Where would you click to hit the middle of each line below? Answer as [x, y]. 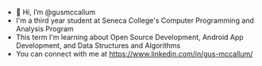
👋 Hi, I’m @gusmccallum [56, 12]
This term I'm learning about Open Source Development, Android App [129, 37]
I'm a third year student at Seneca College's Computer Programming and [135, 20]
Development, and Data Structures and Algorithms [98, 46]
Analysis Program [44, 29]
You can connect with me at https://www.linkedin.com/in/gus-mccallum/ [134, 54]
